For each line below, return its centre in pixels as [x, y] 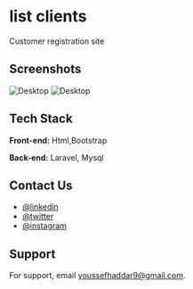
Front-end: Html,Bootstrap [58, 140]
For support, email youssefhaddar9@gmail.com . [97, 276]
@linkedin [40, 207]
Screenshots [45, 69]
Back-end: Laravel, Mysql [56, 157]
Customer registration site [57, 41]
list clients [48, 17]
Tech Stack [41, 119]
